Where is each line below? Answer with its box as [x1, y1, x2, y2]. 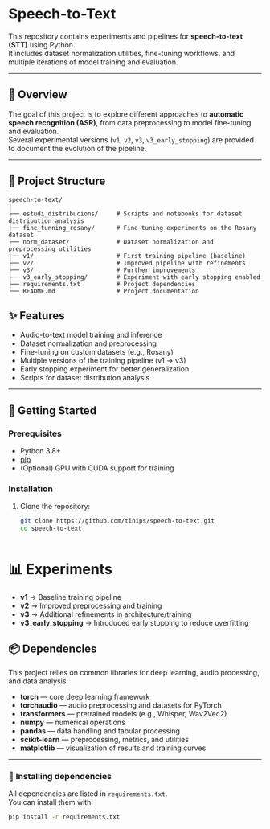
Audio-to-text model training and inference [19, 330, 162, 340]
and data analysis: [8, 676, 69, 686]
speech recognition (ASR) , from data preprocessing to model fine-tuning [8, 117, 252, 127]
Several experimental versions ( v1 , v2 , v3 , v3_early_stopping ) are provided [8, 134, 255, 145]
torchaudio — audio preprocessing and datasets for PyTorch [19, 700, 223, 710]
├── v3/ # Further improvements [8, 266, 196, 274]
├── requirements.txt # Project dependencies [8, 280, 196, 288]
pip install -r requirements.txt [8, 813, 121, 821]
